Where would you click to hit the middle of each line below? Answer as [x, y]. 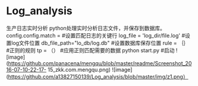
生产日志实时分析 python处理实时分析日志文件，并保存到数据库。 [86, 28]
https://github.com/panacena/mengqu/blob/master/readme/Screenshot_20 [100, 63]
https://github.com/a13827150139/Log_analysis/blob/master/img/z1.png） [98, 77]
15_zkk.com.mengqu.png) [79, 69]
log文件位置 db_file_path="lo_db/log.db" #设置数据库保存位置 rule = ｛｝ [100, 43]
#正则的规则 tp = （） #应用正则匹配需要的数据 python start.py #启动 [90, 50]
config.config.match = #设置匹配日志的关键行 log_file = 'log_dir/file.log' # [96, 35]
